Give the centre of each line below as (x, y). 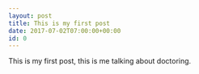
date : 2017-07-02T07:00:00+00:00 (65, 31)
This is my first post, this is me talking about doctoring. (100, 61)
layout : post (30, 16)
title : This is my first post (59, 23)
